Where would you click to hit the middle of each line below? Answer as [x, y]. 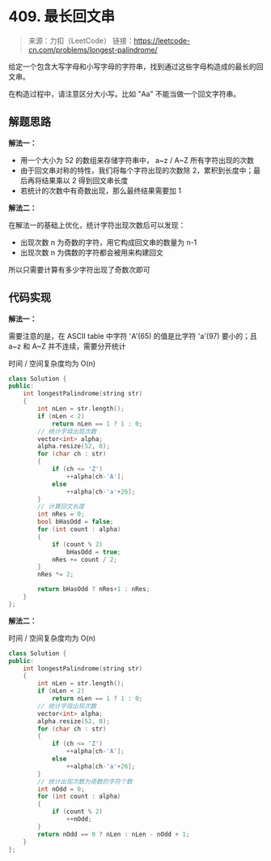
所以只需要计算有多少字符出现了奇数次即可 [79, 269]
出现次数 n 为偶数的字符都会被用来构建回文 [91, 252]
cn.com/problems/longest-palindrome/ [93, 49]
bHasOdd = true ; [93, 552]
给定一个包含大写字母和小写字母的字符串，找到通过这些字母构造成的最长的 [132, 66]
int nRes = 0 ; [61, 514]
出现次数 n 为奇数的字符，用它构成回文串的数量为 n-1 [108, 242]
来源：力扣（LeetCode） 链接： [81, 41]
